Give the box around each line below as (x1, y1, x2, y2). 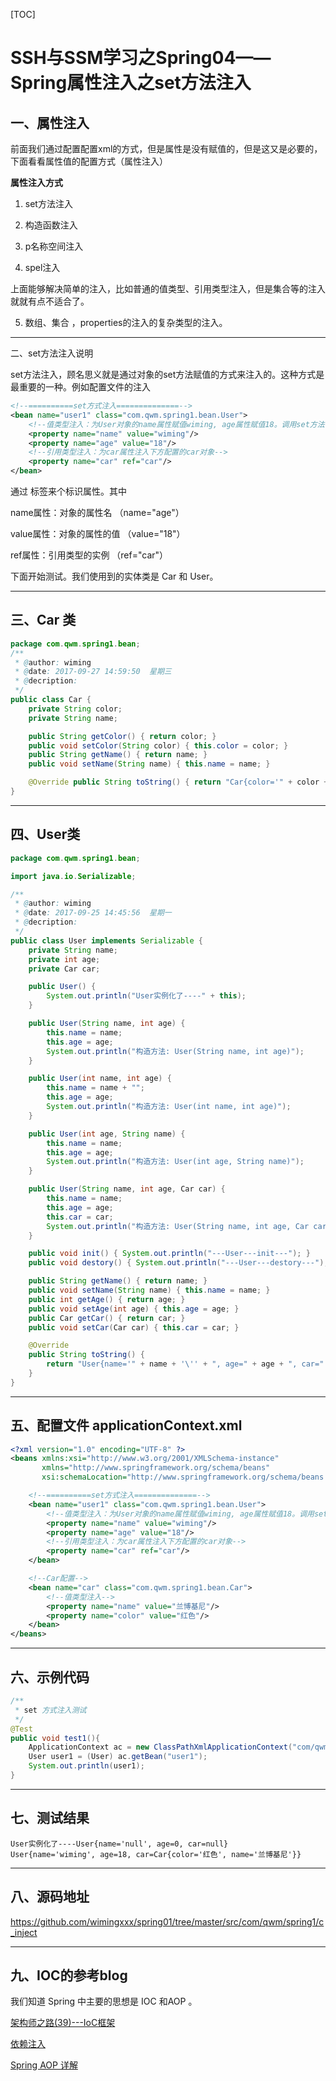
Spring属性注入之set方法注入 (10, 72, 252, 94)
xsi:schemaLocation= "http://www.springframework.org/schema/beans (41, 1472, 325, 1483)
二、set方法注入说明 (10, 347, 94, 359)
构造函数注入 (24, 219, 78, 231)
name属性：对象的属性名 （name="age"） (10, 507, 185, 518)
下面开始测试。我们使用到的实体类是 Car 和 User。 (10, 570, 219, 582)
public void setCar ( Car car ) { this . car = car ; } (28, 1322, 240, 1333)
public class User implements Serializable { (10, 935, 203, 946)
